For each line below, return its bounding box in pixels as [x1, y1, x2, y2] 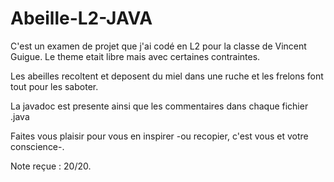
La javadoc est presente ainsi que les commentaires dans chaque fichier [10, 100, 309, 112]
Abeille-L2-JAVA [10, 7, 153, 30]
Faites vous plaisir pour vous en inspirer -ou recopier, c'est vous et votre [10, 130, 309, 142]
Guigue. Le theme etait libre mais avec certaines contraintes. [10, 50, 261, 62]
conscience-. [10, 140, 65, 152]
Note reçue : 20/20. [10, 160, 92, 172]
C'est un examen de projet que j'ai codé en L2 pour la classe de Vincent [10, 40, 307, 52]
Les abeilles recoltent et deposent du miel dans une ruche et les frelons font [10, 70, 324, 82]
